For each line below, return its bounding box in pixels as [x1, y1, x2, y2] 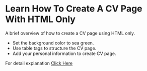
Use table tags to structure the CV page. [12, 45, 97, 51]
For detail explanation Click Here [5, 60, 73, 66]
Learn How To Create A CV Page [5, 3, 142, 14]
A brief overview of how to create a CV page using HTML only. [5, 30, 135, 36]
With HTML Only [5, 13, 76, 25]
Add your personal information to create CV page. [12, 50, 116, 56]
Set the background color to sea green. [12, 39, 94, 45]
